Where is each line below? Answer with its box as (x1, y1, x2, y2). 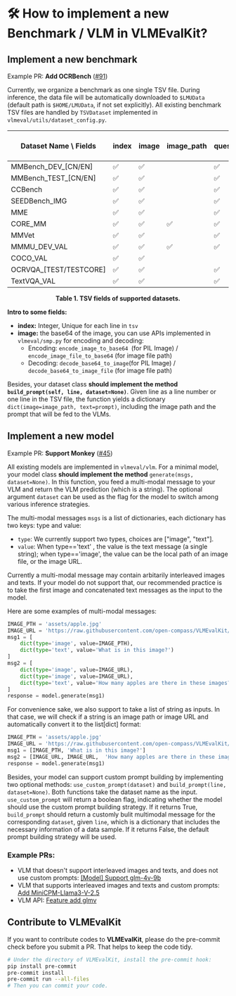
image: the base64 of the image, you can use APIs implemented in (17, 329, 211, 337)
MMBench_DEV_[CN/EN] (11, 162, 93, 171)
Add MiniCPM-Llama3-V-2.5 (17, 888, 100, 897)
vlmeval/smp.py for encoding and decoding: (17, 336, 144, 345)
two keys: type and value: (7, 521, 82, 529)
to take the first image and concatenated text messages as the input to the (7, 586, 223, 594)
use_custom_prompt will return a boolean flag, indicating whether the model (7, 795, 223, 803)
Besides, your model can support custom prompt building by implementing (7, 772, 223, 781)
